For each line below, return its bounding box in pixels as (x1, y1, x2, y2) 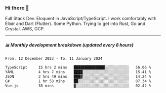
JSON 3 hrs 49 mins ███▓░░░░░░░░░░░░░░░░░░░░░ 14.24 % (5, 74, 152, 79)
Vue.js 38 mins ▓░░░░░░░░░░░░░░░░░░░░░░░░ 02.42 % (5, 83, 152, 88)
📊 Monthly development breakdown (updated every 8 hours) (5, 42, 134, 48)
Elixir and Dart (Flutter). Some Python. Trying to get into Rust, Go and (5, 21, 146, 26)
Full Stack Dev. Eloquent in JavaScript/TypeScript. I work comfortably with (5, 16, 157, 22)
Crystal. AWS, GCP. (5, 26, 45, 32)
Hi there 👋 (5, 4, 30, 11)
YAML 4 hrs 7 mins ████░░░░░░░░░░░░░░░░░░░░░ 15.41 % (5, 70, 152, 75)
